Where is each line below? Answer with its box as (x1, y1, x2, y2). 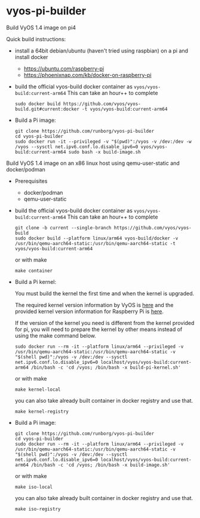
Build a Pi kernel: (14, 278, 57, 285)
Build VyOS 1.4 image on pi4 (6, 24, 76, 31)
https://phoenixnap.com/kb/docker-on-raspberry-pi (23, 71, 152, 78)
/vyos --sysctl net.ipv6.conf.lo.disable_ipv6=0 (14, 143, 139, 150)
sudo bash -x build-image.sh (68, 149, 141, 155)
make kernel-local (14, 387, 61, 393)
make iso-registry (14, 506, 61, 512)
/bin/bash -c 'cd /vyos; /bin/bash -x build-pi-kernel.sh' (30, 364, 181, 370)
